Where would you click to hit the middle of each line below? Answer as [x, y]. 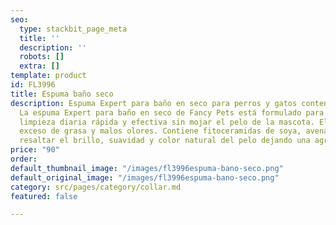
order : [24, 159]
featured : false [44, 196]
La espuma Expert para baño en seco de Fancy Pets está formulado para [172, 112]
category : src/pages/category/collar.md [96, 187]
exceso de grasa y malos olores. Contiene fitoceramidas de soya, [160, 131]
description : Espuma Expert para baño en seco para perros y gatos [154, 103]
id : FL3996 [33, 85]
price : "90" [35, 150]
